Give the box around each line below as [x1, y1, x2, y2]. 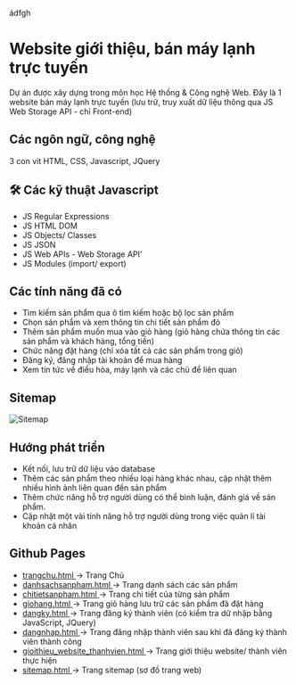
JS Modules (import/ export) [21, 258, 127, 268]
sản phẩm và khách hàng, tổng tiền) [21, 336, 154, 347]
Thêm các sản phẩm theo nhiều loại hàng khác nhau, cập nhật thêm [21, 473, 272, 483]
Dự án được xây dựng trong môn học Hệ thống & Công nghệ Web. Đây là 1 [9, 87, 282, 97]
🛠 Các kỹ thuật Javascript [9, 183, 159, 198]
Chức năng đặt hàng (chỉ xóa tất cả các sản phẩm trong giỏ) [21, 345, 243, 356]
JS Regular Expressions [21, 210, 110, 221]
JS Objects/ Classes [21, 229, 97, 240]
